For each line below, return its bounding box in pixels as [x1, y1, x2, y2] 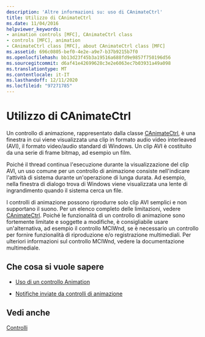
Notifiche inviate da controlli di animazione [15, 290, 123, 297]
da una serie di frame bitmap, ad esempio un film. [6, 149, 132, 156]
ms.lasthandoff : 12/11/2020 [6, 77, 78, 83]
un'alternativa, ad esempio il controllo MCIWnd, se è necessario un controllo [6, 224, 199, 232]
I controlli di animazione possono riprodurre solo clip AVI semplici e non [6, 198, 187, 206]
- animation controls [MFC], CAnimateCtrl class [6, 32, 133, 38]
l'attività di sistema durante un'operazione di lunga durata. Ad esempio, [6, 174, 187, 181]
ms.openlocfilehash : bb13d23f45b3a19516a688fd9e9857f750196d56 [6, 54, 171, 61]
